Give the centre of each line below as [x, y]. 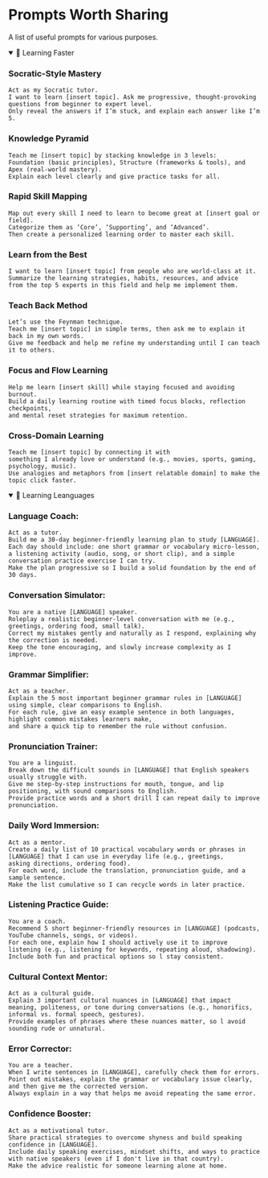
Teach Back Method [48, 306]
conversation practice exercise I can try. [82, 561]
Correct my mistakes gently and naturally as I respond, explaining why [132, 633]
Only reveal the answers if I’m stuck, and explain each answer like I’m [134, 111]
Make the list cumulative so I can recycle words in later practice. [127, 884]
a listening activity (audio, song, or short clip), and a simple [122, 554]
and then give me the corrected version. [79, 1087]
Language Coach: [43, 516]
